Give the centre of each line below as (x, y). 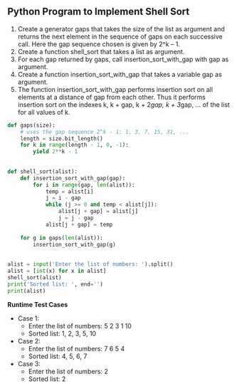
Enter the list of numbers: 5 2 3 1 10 (80, 326)
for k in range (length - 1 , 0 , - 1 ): (75, 145)
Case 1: (28, 318)
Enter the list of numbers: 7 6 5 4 (77, 348)
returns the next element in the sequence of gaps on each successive (120, 36)
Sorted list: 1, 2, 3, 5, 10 (62, 333)
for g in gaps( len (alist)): (62, 238)
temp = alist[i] (69, 192)
